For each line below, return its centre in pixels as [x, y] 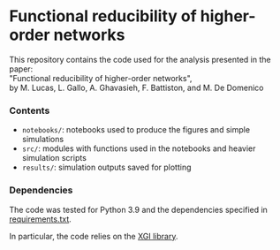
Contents [30, 110]
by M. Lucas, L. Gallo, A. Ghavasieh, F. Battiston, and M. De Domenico [136, 87]
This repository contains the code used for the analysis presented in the [140, 59]
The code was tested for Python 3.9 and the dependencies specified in [138, 209]
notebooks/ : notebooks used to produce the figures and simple [136, 130]
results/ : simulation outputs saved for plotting [106, 167]
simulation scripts [54, 158]
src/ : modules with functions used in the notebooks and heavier [139, 148]
